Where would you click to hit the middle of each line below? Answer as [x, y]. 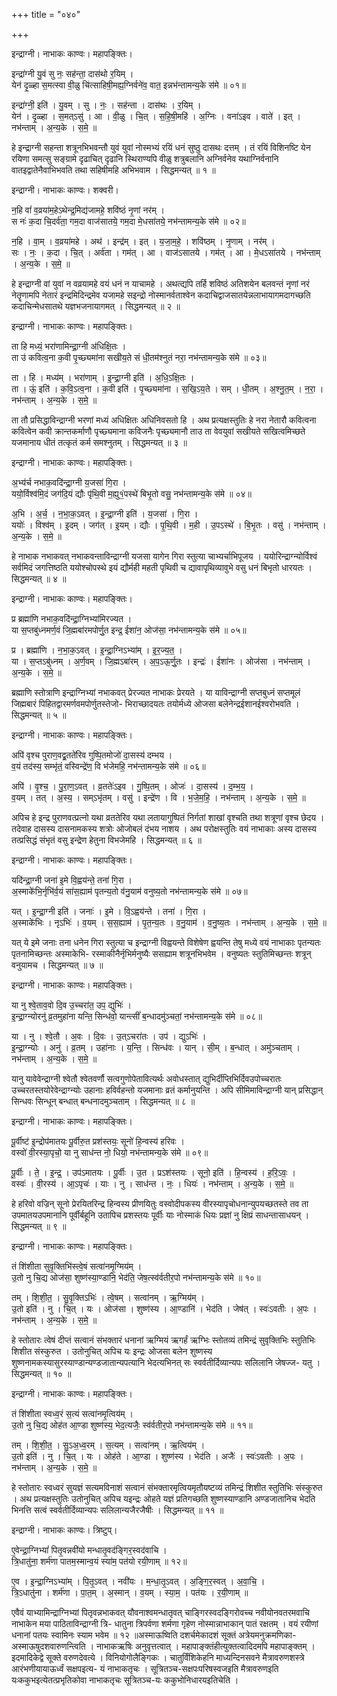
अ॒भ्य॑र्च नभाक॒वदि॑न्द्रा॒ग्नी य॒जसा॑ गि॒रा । [69, 482]
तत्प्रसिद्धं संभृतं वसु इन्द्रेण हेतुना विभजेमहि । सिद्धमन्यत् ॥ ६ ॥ [106, 840]
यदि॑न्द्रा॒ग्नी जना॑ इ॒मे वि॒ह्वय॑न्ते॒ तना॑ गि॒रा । [72, 880]
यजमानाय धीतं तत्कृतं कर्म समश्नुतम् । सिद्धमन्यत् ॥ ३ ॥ [99, 442]
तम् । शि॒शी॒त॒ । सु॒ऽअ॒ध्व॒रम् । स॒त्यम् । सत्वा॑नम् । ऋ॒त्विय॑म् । [108, 1445]
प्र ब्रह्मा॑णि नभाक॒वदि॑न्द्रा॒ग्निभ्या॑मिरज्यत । [72, 618]
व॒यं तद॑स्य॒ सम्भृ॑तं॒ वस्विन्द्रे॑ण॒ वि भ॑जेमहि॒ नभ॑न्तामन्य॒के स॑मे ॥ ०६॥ [108, 766]
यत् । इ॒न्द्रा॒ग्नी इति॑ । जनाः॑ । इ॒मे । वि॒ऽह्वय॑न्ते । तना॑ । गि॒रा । [109, 911]
